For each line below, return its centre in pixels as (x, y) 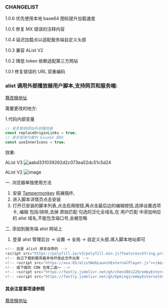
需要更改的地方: (21, 108)
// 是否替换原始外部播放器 (29, 128)
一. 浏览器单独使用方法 (28, 182)
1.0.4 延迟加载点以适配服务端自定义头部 (46, 40)
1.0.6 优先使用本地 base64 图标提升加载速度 (50, 18)
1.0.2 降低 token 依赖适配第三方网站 (42, 61)
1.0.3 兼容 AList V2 (24, 50)
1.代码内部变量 (20, 119)
